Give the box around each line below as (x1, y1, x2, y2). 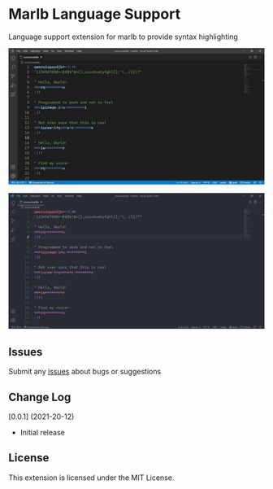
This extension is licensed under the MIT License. (8, 473, 175, 482)
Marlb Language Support (8, 5, 181, 24)
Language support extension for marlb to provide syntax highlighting (8, 32, 238, 41)
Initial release (19, 428, 65, 438)
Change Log (8, 390, 71, 404)
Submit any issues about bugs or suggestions (8, 367, 162, 377)
